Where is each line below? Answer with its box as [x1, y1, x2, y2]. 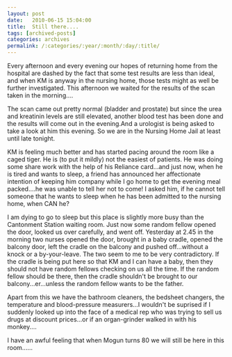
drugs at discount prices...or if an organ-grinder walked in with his [7, 315, 197, 324]
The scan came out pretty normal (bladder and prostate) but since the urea [7, 105, 222, 113]
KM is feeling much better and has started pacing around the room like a [7, 148, 215, 156]
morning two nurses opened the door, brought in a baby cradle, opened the [7, 235, 224, 244]
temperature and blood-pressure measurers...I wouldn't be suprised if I [7, 301, 210, 308]
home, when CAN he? [7, 200, 69, 207]
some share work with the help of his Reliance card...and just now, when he [7, 163, 224, 170]
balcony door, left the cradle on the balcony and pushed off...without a [7, 243, 208, 251]
